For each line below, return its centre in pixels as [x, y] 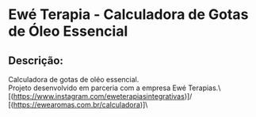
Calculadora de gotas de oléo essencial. [74, 79]
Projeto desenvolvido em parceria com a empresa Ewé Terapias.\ [115, 88]
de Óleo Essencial [68, 31]
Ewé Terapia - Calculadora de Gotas [128, 15]
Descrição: [36, 60]
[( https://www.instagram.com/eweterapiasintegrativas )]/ [100, 96]
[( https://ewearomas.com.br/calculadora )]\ [78, 105]
